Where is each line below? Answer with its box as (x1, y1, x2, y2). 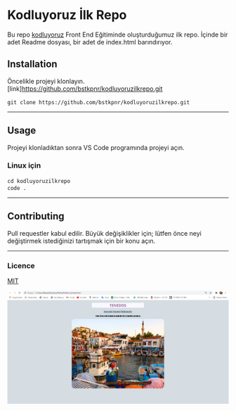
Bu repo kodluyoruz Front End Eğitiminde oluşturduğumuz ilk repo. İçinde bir (7, 30, 228, 39)
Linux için (7, 160, 41, 170)
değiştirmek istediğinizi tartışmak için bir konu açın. (7, 236, 156, 245)
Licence (7, 260, 35, 270)
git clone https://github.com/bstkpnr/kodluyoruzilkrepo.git (7, 99, 190, 106)
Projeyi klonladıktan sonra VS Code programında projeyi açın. (7, 143, 185, 151)
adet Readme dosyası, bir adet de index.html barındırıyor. (7, 37, 173, 46)
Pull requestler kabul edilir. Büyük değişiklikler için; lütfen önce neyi (7, 229, 202, 237)
